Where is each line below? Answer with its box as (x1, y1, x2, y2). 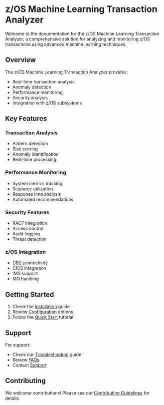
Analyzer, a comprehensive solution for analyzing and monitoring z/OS (5, 36, 151, 42)
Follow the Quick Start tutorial (12, 314, 74, 320)
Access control (12, 226, 44, 232)
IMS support (12, 271, 38, 277)
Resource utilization (12, 186, 53, 192)
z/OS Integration (5, 248, 46, 255)
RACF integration (12, 220, 48, 226)
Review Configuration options (12, 309, 74, 315)
